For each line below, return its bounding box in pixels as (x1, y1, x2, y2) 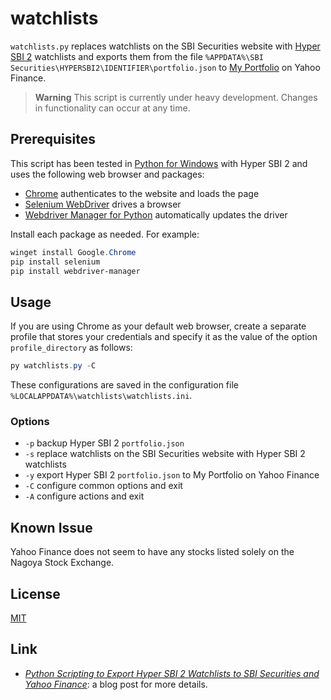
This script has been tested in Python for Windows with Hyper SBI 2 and (10, 157, 308, 169)
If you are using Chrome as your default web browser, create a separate (10, 320, 307, 332)
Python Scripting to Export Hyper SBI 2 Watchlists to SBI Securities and (24, 667, 320, 679)
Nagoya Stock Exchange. (10, 557, 115, 569)
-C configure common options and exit (24, 480, 183, 492)
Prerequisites (10, 131, 96, 148)
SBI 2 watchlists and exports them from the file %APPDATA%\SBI (10, 50, 264, 62)
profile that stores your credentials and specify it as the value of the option (10, 331, 318, 343)
